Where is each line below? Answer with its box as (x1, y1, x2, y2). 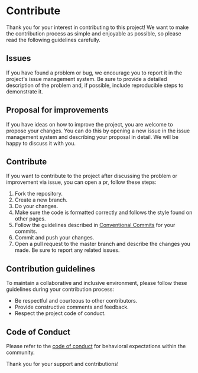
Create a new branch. (14, 196, 68, 203)
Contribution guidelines (6, 264, 96, 274)
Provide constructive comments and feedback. (14, 303, 129, 311)
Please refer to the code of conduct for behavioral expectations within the (6, 343, 186, 349)
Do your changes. (14, 203, 59, 210)
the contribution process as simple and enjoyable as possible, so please (6, 30, 181, 37)
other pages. (14, 215, 46, 222)
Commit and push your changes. (14, 234, 95, 241)
